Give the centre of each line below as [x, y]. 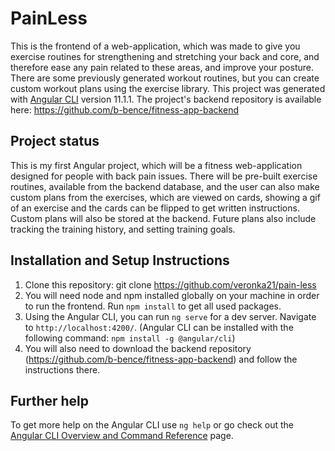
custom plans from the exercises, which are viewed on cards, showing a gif [165, 197]
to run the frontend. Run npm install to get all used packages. [153, 306]
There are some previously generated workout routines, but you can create [165, 78]
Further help [50, 400]
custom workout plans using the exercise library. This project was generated [168, 88]
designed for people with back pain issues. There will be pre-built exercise [164, 176]
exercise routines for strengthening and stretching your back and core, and [165, 56]
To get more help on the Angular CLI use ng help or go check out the [152, 425]
